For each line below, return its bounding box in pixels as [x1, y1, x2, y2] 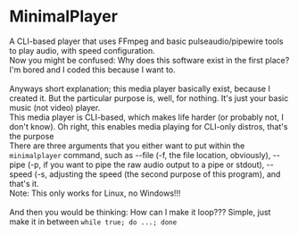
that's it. [9, 178, 39, 189]
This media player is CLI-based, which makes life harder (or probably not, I [9, 112, 284, 122]
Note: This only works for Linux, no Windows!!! [9, 188, 181, 198]
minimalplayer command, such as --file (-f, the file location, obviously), [9, 149, 271, 160]
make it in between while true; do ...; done [9, 216, 178, 227]
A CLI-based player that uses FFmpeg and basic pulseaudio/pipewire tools [9, 36, 284, 46]
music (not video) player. [9, 102, 101, 113]
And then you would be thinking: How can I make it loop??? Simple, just [9, 206, 271, 217]
